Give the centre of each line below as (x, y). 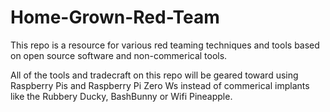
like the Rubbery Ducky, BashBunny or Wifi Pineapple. (121, 96)
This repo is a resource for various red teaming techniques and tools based (165, 45)
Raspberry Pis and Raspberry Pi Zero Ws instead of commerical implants (160, 85)
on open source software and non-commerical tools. (119, 55)
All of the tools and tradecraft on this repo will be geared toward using (154, 75)
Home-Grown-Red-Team (115, 17)
